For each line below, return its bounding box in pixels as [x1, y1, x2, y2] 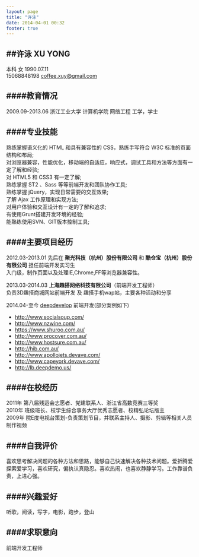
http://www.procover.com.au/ [14, 332, 87, 339]
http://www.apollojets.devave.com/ [14, 351, 101, 358]
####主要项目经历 [6, 237, 73, 247]
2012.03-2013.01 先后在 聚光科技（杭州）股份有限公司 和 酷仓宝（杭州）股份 [6, 254, 192, 261]
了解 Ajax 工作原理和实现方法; [6, 195, 79, 202]
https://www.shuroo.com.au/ [14, 326, 85, 333]
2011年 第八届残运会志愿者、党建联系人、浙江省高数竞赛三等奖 [6, 399, 159, 407]
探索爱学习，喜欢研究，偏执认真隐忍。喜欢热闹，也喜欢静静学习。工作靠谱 [6, 465, 188, 472]
